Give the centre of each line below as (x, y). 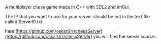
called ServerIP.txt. (24, 22)
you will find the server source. (125, 36)
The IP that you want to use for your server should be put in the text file (78, 16)
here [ (11, 31)
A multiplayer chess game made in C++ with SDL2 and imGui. (67, 7)
